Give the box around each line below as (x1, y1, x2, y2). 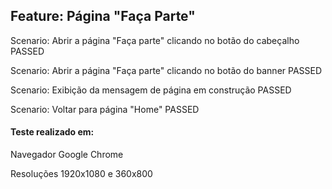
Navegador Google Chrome (10, 149, 124, 161)
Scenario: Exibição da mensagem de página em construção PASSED (10, 84, 292, 96)
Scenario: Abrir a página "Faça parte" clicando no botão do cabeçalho (10, 34, 300, 46)
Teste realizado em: (10, 126, 95, 138)
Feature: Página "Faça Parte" (10, 8, 196, 25)
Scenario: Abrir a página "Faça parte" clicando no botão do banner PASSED (10, 64, 323, 76)
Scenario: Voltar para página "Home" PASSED (10, 103, 200, 115)
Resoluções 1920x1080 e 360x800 (10, 168, 153, 180)
